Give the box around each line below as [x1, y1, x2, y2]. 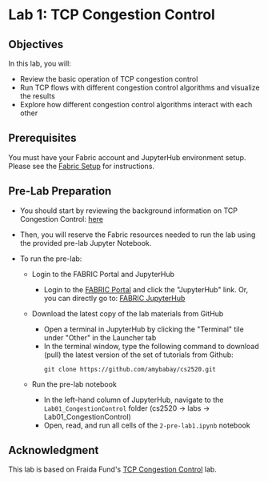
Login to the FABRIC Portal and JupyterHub [31, 269, 174, 279]
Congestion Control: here [19, 214, 104, 223]
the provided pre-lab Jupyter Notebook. [19, 238, 152, 247]
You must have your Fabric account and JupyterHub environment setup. [8, 152, 246, 162]
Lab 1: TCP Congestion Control [8, 6, 216, 24]
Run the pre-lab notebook [31, 379, 118, 389]
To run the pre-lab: [19, 254, 82, 263]
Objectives [8, 38, 64, 51]
